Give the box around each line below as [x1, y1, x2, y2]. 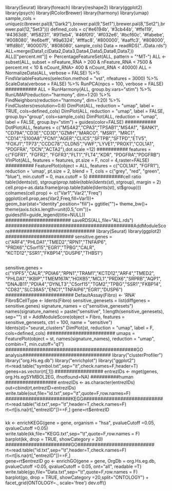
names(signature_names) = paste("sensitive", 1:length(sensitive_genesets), [5, 308, 164, 315]
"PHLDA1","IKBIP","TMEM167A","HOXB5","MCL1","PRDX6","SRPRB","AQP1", [5, 276, 162, 282]
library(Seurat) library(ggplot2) [96, 228, 161, 234]
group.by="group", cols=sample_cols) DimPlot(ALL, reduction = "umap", [5, 114, 158, 120]
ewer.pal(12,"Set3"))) [5, 26, 50, 32]
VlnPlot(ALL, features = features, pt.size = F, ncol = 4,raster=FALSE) [5, 157, 150, 163]
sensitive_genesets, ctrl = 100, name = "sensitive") [5, 319, 112, 326]
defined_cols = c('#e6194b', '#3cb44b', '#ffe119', [50, 26, 154, 32]
